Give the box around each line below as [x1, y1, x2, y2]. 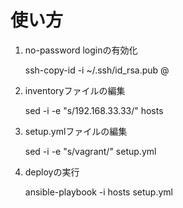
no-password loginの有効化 [24, 44, 138, 56]
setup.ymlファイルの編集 [24, 125, 128, 137]
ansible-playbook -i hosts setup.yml [24, 186, 173, 198]
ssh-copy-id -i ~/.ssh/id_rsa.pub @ [24, 64, 170, 76]
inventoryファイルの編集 [24, 84, 126, 96]
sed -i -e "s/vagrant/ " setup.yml [24, 145, 157, 157]
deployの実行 [24, 166, 80, 178]
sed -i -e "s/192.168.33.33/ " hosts [24, 104, 164, 116]
